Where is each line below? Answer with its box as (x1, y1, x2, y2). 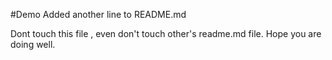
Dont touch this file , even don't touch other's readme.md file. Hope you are (10, 28, 322, 39)
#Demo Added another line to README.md (10, 9, 187, 20)
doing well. (10, 39, 56, 50)
